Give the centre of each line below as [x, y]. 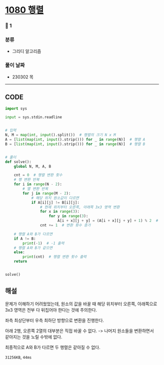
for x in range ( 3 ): [60, 212]
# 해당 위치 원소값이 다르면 [55, 198]
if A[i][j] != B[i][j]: [55, 202]
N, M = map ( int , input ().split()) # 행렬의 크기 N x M [61, 135]
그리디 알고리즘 [27, 51]
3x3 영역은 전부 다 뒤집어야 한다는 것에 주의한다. [51, 310]
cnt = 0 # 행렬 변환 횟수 [38, 175]
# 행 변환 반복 [27, 180]
